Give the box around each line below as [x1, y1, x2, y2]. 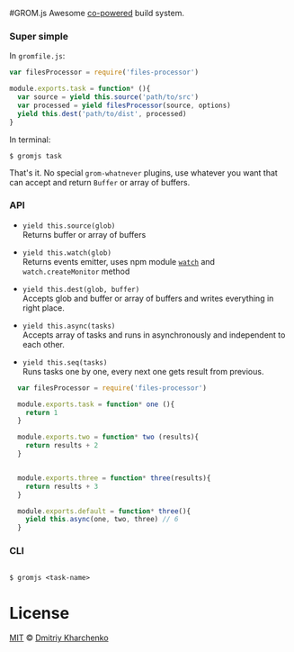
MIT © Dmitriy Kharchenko [9, 632, 110, 643]
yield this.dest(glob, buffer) [22, 285, 140, 294]
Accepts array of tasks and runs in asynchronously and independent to [22, 329, 286, 340]
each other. [22, 339, 66, 349]
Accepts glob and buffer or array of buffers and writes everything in [22, 293, 274, 303]
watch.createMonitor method [22, 266, 130, 276]
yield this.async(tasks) [22, 321, 116, 331]
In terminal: [9, 134, 51, 145]
